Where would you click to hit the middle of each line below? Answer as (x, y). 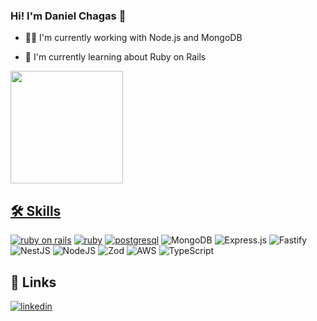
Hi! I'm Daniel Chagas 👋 (68, 16)
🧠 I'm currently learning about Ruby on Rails (115, 57)
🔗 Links (33, 282)
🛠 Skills (36, 210)
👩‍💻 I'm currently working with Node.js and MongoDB (133, 38)
